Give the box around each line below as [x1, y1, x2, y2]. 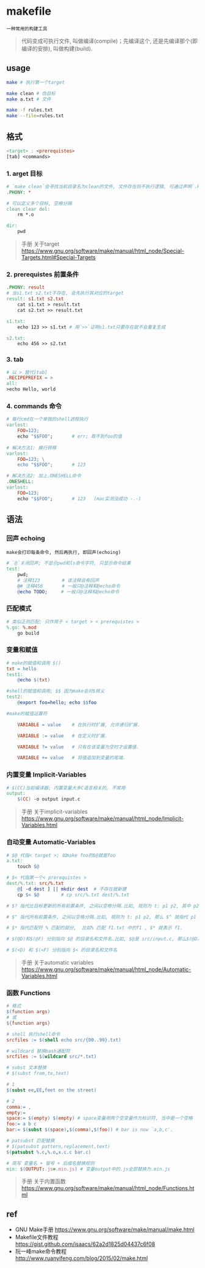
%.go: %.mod [6, 624, 37, 631]
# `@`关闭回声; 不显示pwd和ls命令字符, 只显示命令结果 [6, 560, 131, 566]
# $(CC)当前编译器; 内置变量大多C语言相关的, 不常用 [6, 784, 126, 791]
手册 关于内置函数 [21, 1178, 66, 1185]
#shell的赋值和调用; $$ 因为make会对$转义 [6, 688, 105, 694]
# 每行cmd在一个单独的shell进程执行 [6, 416, 88, 422]
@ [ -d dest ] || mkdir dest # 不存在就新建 [17, 886, 127, 892]
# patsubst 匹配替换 [6, 1138, 55, 1144]
